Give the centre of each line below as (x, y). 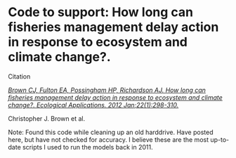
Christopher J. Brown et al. (47, 118)
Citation (19, 76)
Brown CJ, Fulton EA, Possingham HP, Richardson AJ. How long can (107, 90)
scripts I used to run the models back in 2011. (87, 147)
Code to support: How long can (101, 12)
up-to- (220, 139)
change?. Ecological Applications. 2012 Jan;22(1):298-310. (93, 105)
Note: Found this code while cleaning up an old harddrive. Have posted (111, 132)
